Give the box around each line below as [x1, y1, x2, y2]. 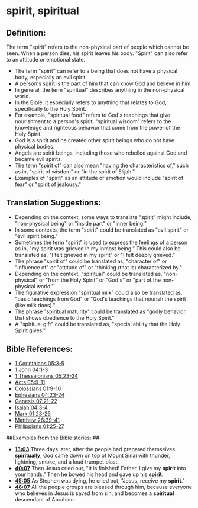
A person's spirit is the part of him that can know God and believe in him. [14, 80, 192, 87]
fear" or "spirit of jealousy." [14, 181, 82, 188]
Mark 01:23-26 [14, 410, 51, 417]
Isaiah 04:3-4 [14, 404, 48, 411]
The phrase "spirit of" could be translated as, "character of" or [14, 258, 167, 265]
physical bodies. [14, 143, 55, 150]
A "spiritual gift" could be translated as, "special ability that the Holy [14, 320, 180, 327]
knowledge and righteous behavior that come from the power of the [14, 124, 180, 131]
